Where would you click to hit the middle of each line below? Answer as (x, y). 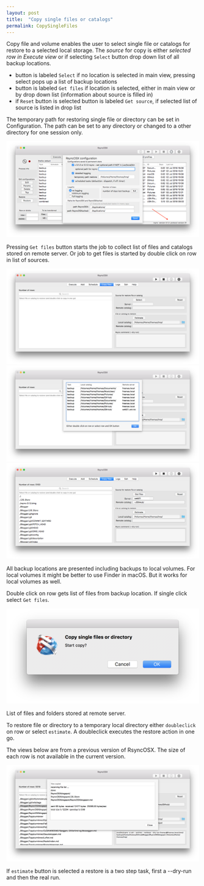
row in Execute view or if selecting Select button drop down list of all (93, 57)
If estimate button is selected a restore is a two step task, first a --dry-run (99, 871)
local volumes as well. (34, 582)
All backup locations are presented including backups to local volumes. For (101, 569)
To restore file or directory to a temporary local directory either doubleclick (101, 725)
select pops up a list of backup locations (66, 82)
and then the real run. (34, 877)
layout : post (23, 13)
